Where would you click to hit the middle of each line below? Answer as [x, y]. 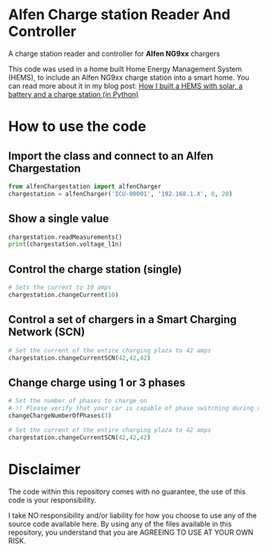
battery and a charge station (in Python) [74, 94]
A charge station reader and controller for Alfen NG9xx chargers [114, 53]
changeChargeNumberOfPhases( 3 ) [60, 415]
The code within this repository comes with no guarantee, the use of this [127, 492]
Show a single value [59, 219]
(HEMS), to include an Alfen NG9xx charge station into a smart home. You [129, 77]
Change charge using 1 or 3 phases [97, 382]
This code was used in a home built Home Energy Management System [125, 68]
